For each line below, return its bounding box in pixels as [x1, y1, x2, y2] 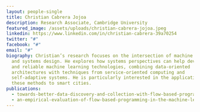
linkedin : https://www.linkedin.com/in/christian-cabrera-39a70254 [6, 31, 177, 37]
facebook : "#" [6, 42, 42, 48]
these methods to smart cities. [11, 81, 92, 87]
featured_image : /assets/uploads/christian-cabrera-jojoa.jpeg [6, 25, 167, 31]
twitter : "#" [6, 36, 39, 42]
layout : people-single [6, 8, 62, 15]
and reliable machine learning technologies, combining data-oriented [11, 63, 190, 70]
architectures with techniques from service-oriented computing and [11, 69, 185, 75]
